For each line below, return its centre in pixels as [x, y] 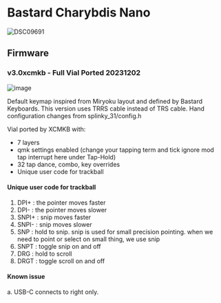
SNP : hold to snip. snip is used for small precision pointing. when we [115, 232]
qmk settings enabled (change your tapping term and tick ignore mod [116, 150]
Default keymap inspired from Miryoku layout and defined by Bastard [105, 101]
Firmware [28, 53]
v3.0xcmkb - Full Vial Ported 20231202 [74, 73]
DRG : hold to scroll [44, 254]
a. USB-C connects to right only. [53, 292]
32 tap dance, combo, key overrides [69, 164]
